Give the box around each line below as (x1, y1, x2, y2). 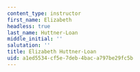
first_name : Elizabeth (7, 16, 72, 23)
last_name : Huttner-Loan (7, 29, 78, 36)
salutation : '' (7, 42, 51, 49)
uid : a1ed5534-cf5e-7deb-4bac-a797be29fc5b (7, 55, 134, 62)
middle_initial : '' (7, 36, 63, 43)
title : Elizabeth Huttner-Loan (7, 49, 97, 56)
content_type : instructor (7, 10, 81, 17)
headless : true (7, 23, 51, 29)
